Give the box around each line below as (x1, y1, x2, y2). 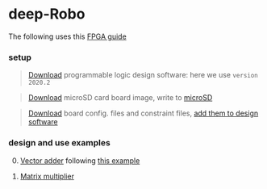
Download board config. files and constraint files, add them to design (27, 108, 259, 118)
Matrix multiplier (19, 171, 75, 181)
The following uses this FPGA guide (8, 31, 127, 41)
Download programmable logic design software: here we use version (27, 70, 258, 80)
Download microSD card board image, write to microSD (27, 93, 213, 103)
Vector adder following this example (19, 155, 140, 166)
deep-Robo (8, 5, 86, 23)
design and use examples (8, 137, 111, 149)
